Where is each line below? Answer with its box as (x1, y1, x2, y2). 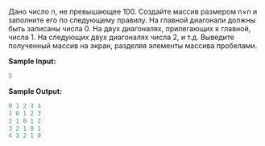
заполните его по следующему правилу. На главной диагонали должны (8, 15, 256, 25)
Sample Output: (8, 86, 63, 95)
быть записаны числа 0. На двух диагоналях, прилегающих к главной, (8, 24, 251, 33)
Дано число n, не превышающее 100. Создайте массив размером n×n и (8, 7, 258, 16)
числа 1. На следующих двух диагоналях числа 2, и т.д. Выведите (8, 32, 235, 42)
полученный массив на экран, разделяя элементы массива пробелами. (8, 41, 258, 51)
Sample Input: (8, 56, 56, 66)
